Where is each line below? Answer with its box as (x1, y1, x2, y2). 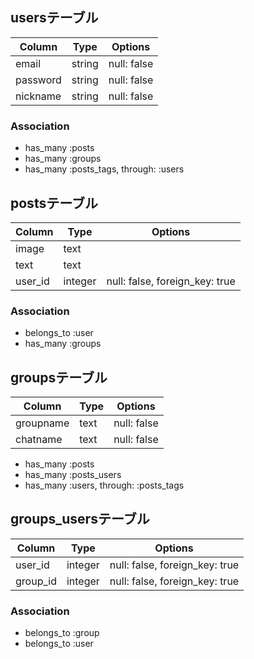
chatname (15, 433, 63, 447)
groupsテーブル (10, 369, 108, 386)
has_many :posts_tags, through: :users (24, 163, 185, 175)
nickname (15, 89, 62, 103)
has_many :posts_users (24, 469, 122, 481)
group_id (15, 574, 57, 588)
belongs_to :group (24, 627, 100, 639)
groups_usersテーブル (10, 511, 150, 528)
